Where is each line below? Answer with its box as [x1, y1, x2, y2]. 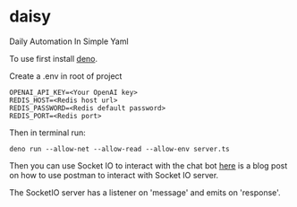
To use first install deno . [9, 53, 98, 64]
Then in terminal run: [9, 127, 87, 138]
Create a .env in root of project [9, 70, 123, 82]
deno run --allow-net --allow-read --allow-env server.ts [9, 144, 230, 153]
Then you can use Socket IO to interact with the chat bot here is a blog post [9, 160, 288, 171]
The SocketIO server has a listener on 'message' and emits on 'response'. [9, 186, 281, 198]
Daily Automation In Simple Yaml [9, 36, 129, 47]
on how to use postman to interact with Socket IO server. [9, 169, 219, 180]
